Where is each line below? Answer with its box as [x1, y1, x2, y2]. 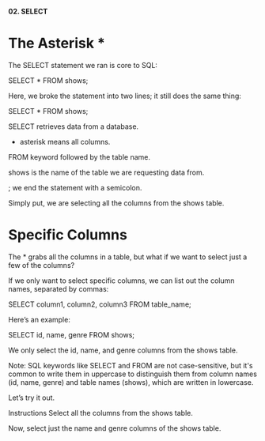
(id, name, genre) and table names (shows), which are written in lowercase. [8, 377, 254, 386]
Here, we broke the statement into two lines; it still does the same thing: [8, 91, 241, 100]
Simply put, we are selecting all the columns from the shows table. [8, 198, 225, 208]
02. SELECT [8, 7, 48, 16]
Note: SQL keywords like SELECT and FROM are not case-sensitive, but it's [8, 360, 253, 370]
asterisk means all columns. [19, 137, 111, 146]
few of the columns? [8, 260, 75, 269]
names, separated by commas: [8, 284, 109, 293]
